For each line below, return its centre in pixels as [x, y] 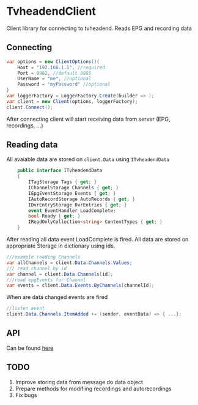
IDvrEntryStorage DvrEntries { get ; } [78, 205]
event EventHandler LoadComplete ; [72, 210]
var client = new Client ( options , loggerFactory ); [72, 101]
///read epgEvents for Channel [46, 280]
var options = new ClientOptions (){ [53, 62]
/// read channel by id [37, 268]
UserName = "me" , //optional [54, 79]
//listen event [26, 308]
